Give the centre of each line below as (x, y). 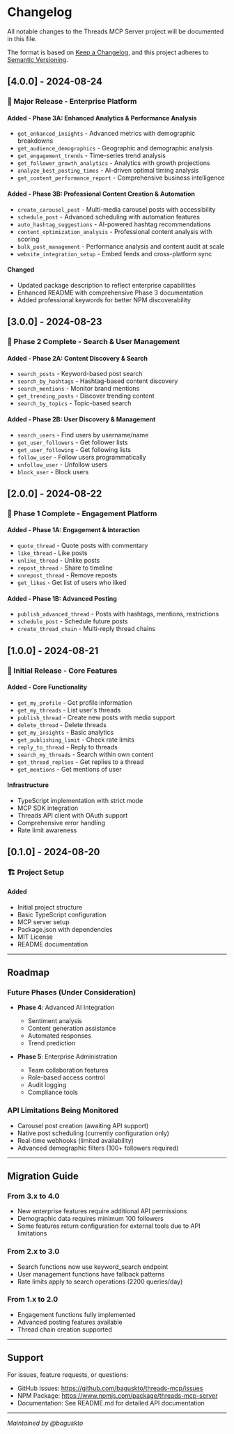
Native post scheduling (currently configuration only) (93, 1133)
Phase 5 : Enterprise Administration (67, 1057)
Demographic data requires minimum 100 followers (90, 1219)
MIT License (35, 937)
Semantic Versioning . (38, 59)
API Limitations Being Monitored (63, 1110)
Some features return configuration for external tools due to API (109, 1226)
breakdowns (35, 141)
